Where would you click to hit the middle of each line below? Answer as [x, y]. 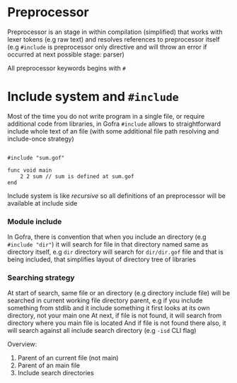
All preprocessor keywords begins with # [67, 68]
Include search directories [56, 373]
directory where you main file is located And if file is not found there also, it [117, 323]
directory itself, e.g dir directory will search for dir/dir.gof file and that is [116, 252]
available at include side [42, 203]
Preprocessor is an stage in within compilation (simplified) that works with [115, 32]
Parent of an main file [49, 365]
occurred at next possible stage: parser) [66, 54]
